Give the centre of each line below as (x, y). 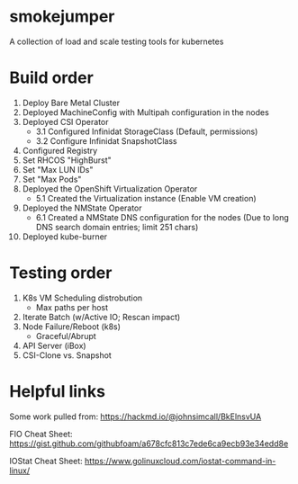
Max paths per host (72, 307)
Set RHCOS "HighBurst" (67, 160)
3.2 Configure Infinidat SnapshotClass (106, 140)
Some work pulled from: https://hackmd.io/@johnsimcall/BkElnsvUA (135, 417)
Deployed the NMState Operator (82, 208)
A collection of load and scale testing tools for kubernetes (117, 41)
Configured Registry (60, 150)
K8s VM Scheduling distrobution (82, 298)
